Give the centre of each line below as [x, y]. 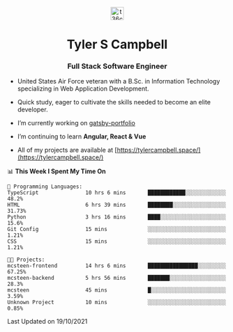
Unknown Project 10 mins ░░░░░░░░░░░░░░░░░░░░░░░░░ [117, 303]
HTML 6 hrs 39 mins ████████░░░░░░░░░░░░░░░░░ [117, 205]
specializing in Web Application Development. [83, 89]
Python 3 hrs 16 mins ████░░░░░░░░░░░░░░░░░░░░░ [117, 217]
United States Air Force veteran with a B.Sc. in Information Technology [119, 81]
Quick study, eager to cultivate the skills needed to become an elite [114, 102]
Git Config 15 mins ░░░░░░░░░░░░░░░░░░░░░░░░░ [117, 230]
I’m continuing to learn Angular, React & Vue [82, 136]
